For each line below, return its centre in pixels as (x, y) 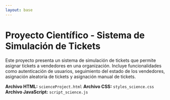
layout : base (19, 10)
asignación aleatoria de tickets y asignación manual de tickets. (71, 77)
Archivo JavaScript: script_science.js (47, 92)
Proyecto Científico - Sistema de (75, 35)
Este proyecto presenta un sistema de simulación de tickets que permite (81, 60)
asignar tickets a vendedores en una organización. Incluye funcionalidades (83, 66)
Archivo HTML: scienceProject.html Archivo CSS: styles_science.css (80, 86)
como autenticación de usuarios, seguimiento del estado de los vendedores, (85, 71)
